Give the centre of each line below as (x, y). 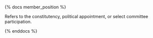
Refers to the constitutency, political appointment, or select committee (76, 16)
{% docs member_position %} (36, 7)
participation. (18, 22)
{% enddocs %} (21, 31)
